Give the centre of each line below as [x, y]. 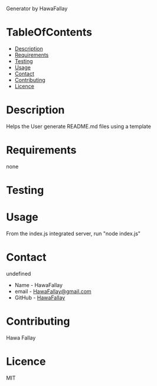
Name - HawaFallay [39, 285]
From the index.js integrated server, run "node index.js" [73, 233]
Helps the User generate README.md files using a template [79, 126]
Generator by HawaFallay [37, 9]
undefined [19, 273]
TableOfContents [49, 32]
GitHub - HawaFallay [40, 298]
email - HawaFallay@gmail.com [53, 291]
